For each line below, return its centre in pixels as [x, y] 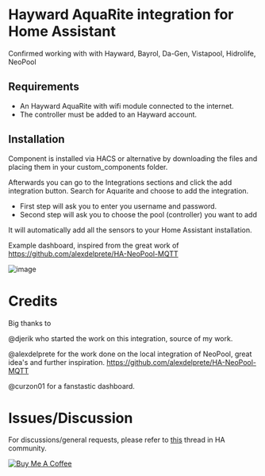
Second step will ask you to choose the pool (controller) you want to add [138, 214]
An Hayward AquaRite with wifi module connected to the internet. [127, 106]
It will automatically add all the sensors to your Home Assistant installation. [130, 230]
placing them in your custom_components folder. [88, 167]
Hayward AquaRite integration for [121, 15]
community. [27, 448]
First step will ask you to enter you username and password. [118, 206]
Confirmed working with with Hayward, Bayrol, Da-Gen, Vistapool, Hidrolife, [132, 53]
